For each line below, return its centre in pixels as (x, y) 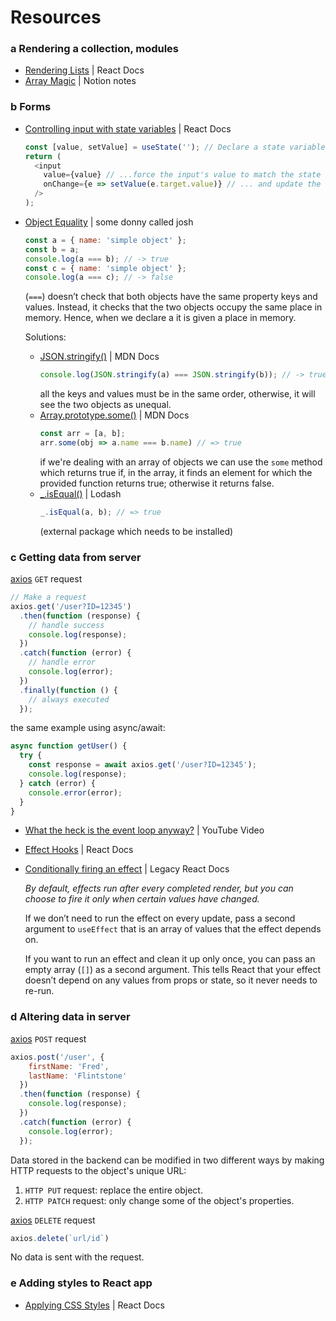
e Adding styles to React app (81, 1283)
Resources (56, 17)
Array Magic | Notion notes (80, 81)
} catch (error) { (58, 783)
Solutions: (45, 337)
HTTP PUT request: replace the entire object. (113, 1190)
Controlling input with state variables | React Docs (128, 128)
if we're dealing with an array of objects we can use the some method (181, 462)
